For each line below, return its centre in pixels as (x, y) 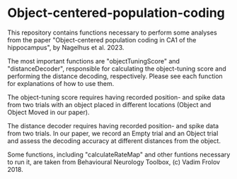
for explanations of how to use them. (61, 83)
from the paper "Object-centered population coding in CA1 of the (102, 39)
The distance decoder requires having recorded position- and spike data (113, 125)
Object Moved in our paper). (48, 112)
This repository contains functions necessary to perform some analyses (112, 32)
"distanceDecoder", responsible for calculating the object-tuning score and (117, 68)
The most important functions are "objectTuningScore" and (94, 61)
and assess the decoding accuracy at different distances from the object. (114, 141)
